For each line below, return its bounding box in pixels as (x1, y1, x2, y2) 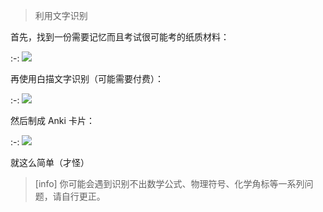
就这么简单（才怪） (10, 157, 90, 168)
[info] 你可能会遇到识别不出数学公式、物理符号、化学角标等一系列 (34, 178, 305, 189)
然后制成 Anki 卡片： (10, 115, 95, 126)
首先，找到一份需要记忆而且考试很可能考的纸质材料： (10, 31, 230, 43)
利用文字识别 (34, 10, 88, 21)
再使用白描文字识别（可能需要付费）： (10, 73, 164, 84)
